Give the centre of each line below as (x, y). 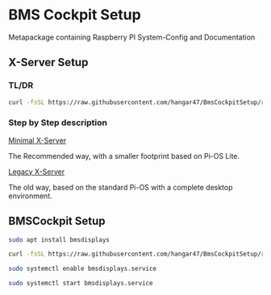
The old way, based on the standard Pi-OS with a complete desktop (121, 187)
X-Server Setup (48, 62)
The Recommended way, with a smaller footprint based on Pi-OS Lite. (124, 156)
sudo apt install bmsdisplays (59, 239)
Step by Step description (58, 123)
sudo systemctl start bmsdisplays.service (81, 284)
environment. (30, 196)
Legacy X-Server (37, 172)
